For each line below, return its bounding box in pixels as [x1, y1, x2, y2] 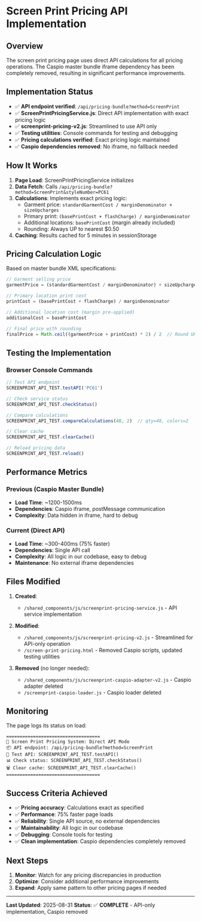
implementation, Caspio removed [6, 908, 88, 916]
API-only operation [23, 640, 71, 647]
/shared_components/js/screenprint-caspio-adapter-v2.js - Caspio [23, 676, 191, 683]
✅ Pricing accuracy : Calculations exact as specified [14, 804, 144, 811]
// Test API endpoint [6, 380, 60, 386]
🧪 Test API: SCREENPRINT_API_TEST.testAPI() [6, 751, 119, 758]
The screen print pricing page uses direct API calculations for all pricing [6, 57, 183, 64]
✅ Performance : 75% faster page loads [14, 811, 114, 818]
